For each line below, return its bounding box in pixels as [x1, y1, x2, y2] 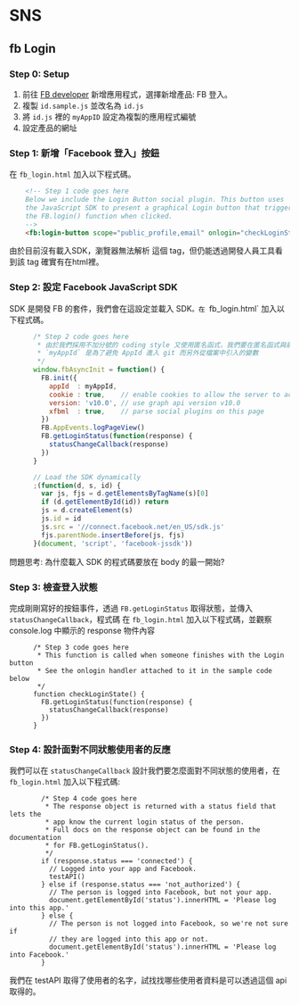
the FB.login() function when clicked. [25, 212, 174, 220]
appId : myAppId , [48, 381, 117, 391]
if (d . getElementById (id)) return [41, 497, 169, 507]
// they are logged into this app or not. [48, 934, 209, 944]
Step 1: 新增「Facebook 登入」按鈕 [9, 146, 160, 159]
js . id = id [41, 514, 82, 523]
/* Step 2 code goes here [32, 332, 129, 341]
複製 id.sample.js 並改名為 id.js [21, 100, 144, 111]
